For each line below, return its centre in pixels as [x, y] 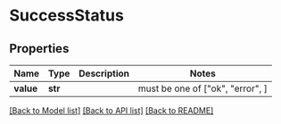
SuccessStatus [67, 16]
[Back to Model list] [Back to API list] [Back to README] [112, 111]
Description [104, 74]
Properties [39, 49]
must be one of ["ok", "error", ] [202, 88]
